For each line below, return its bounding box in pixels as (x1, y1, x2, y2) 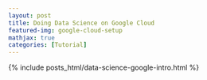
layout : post (8, 11, 52, 20)
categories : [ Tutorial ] (8, 41, 88, 49)
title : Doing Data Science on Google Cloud (8, 19, 155, 27)
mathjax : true (8, 33, 56, 42)
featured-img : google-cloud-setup (8, 26, 123, 34)
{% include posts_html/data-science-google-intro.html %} (8, 63, 200, 72)
